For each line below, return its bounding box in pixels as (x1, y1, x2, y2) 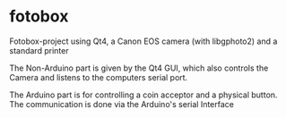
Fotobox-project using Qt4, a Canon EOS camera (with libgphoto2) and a (9, 36, 278, 46)
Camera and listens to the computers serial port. (9, 71, 188, 82)
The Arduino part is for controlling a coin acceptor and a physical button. (9, 89, 278, 100)
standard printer (9, 45, 69, 55)
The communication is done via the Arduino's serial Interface (9, 98, 235, 109)
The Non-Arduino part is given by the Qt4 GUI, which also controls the (9, 63, 269, 73)
